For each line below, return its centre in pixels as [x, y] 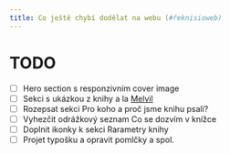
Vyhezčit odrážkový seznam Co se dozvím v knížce [120, 118]
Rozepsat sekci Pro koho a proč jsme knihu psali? [115, 108]
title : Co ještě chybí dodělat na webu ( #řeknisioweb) [116, 18]
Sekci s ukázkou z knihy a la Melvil [88, 98]
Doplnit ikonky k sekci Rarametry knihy [95, 129]
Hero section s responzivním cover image [101, 88]
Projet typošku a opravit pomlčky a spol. [99, 139]
